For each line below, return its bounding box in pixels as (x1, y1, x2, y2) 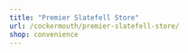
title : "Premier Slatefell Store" (9, 13, 140, 22)
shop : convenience (9, 30, 79, 39)
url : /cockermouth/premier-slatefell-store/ (9, 22, 180, 31)
